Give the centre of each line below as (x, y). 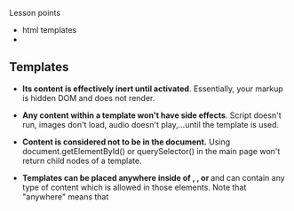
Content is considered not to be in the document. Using (126, 142)
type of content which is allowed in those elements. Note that (134, 187)
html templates (49, 30)
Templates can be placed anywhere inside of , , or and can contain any (154, 177)
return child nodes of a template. (82, 160)
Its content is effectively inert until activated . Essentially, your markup (153, 89)
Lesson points (35, 13)
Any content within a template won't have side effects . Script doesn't (151, 115)
